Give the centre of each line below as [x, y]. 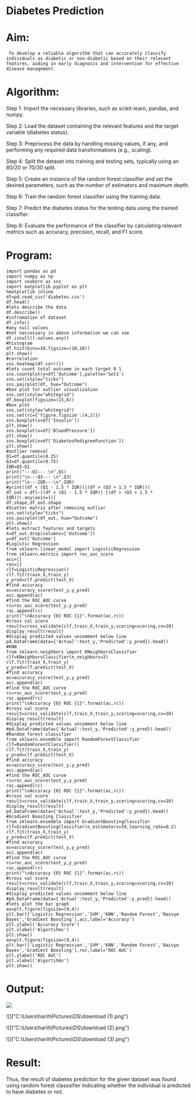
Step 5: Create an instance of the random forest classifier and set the [89, 179]
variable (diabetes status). [37, 132]
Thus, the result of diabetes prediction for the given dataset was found [91, 1079]
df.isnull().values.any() [37, 338]
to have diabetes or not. [35, 1091]
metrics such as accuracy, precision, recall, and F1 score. [75, 232]
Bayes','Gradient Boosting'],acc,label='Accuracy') [70, 920]
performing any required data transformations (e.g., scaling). [79, 150]
